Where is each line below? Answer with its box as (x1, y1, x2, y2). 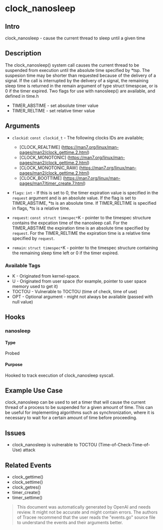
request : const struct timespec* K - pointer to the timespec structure (12, 214, 151, 220)
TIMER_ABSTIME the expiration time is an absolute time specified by (12, 225, 149, 231)
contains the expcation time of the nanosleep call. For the (12, 220, 127, 226)
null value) (12, 299, 33, 304)
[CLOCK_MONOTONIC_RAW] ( (19, 165, 81, 171)
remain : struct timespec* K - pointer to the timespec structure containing (12, 245, 158, 250)
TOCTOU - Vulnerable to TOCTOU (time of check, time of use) (12, 288, 138, 294)
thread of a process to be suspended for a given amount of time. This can (5, 405, 153, 410)
